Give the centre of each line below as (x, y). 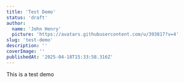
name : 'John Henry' (37, 29)
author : (16, 23)
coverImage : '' (26, 51)
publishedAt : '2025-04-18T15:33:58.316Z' (60, 57)
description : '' (27, 46)
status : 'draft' (27, 18)
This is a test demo (30, 74)
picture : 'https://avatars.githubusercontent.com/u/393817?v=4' (95, 35)
